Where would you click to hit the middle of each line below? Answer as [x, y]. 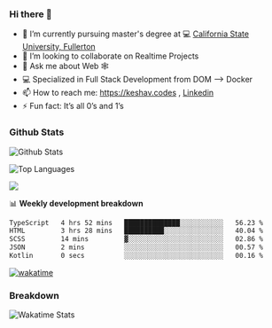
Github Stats [37, 132]
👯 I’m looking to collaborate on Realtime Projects [110, 56]
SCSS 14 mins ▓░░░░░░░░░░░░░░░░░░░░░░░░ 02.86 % [136, 239]
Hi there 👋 [31, 14]
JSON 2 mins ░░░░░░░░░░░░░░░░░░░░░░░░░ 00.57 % [136, 247]
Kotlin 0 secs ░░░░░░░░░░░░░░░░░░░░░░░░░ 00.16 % [136, 256]
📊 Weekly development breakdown [76, 203]
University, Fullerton [58, 47]
